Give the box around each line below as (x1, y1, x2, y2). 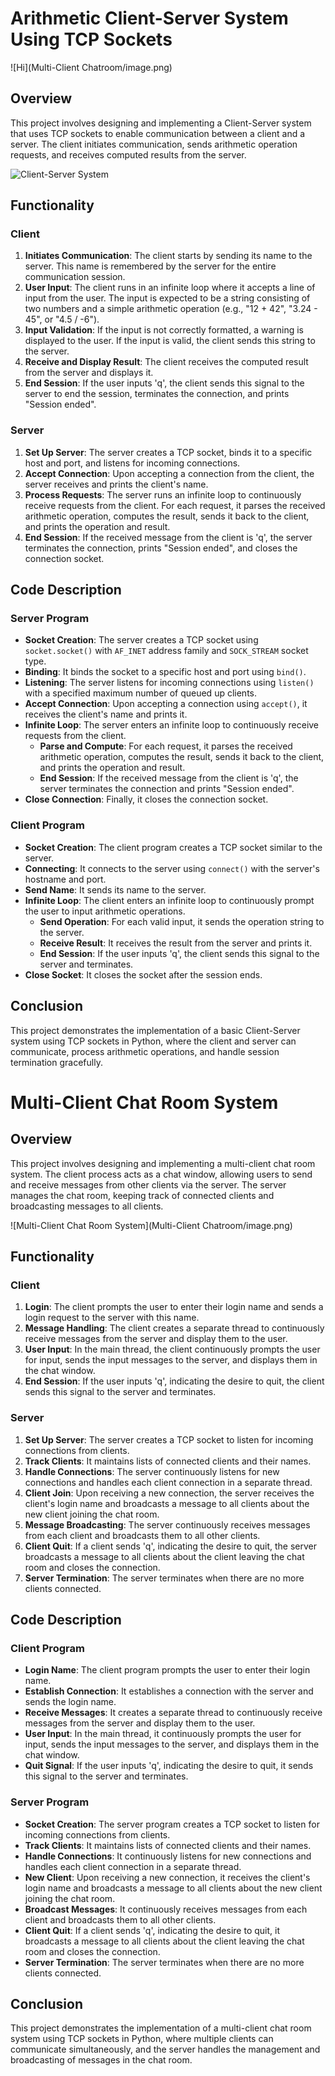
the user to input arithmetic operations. (24, 905, 186, 917)
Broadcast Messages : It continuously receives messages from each (24, 1903, 308, 1915)
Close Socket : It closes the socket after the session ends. (24, 968, 263, 981)
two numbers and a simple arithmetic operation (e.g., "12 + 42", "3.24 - (24, 303, 318, 315)
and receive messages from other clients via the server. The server (10, 1178, 287, 1191)
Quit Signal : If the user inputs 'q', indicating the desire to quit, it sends (24, 1760, 314, 1772)
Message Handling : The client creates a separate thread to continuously (24, 1322, 325, 1334)
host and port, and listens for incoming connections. (24, 457, 241, 469)
